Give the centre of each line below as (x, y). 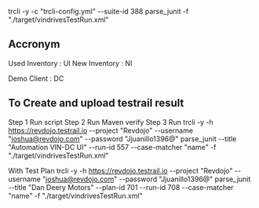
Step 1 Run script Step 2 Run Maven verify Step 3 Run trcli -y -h (111, 122)
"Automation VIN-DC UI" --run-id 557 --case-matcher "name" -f (112, 147)
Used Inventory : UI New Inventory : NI (70, 63)
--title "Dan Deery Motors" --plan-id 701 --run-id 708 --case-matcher (121, 187)
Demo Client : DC (36, 78)
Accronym (34, 44)
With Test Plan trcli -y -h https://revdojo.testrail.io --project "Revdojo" (120, 170)
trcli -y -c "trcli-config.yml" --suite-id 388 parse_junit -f (98, 11)
